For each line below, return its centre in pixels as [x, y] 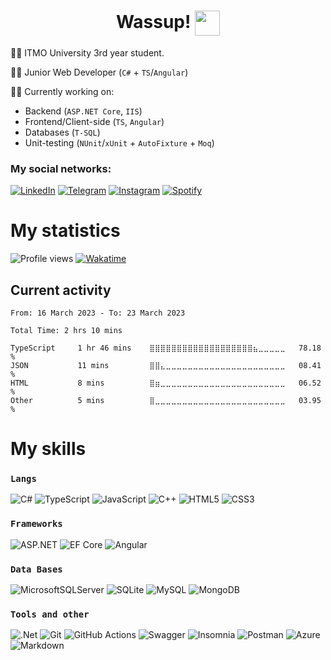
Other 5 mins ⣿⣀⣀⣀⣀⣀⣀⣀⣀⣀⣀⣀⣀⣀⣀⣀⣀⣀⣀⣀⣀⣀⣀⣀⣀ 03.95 [166, 400]
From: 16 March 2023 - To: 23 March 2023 [98, 313]
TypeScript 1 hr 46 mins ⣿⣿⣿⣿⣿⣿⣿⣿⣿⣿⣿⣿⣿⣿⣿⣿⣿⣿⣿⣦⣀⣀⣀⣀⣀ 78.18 [166, 348]
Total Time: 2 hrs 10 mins [66, 330]
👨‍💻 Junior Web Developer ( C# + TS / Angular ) [99, 72]
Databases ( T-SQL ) [62, 132]
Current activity [61, 290]
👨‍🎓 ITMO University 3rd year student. [87, 52]
